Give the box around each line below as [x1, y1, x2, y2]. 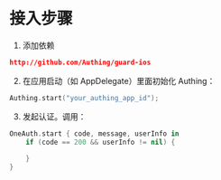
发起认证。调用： [22, 110, 87, 122]
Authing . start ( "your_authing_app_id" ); [9, 93, 160, 102]
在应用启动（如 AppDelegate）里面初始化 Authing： [22, 75, 216, 86]
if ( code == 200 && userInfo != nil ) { [25, 137, 176, 147]
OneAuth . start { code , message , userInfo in [9, 128, 180, 138]
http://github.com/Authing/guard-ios [9, 58, 152, 67]
